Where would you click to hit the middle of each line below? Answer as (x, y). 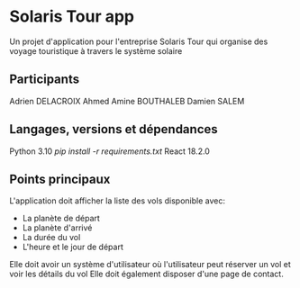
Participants (44, 80)
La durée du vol (51, 238)
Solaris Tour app (72, 17)
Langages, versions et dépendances (114, 129)
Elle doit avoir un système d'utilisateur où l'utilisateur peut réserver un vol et (150, 265)
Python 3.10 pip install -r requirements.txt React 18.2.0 (109, 151)
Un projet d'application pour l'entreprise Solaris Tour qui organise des (139, 41)
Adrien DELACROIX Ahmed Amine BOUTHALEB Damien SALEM (127, 101)
